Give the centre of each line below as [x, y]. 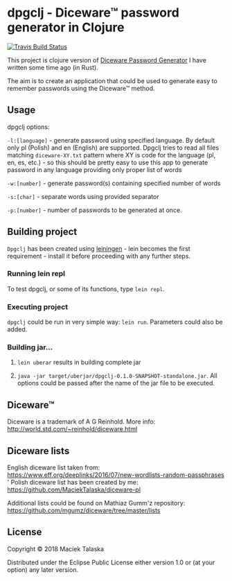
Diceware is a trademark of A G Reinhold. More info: [81, 422]
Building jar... [30, 347]
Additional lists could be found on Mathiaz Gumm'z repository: [96, 503]
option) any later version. [43, 569]
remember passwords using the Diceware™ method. [81, 88]
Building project [42, 232]
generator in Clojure [66, 27]
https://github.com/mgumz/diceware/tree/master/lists [84, 510]
